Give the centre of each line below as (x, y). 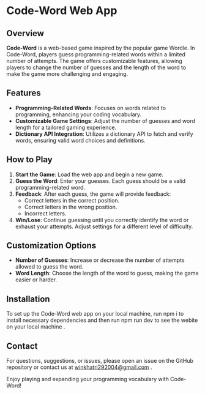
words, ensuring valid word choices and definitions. (80, 140)
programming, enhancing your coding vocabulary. (78, 114)
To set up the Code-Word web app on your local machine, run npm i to (95, 314)
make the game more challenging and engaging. (67, 74)
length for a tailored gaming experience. (66, 127)
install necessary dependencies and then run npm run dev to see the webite (102, 320)
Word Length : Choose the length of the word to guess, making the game (107, 273)
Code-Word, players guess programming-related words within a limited (96, 54)
